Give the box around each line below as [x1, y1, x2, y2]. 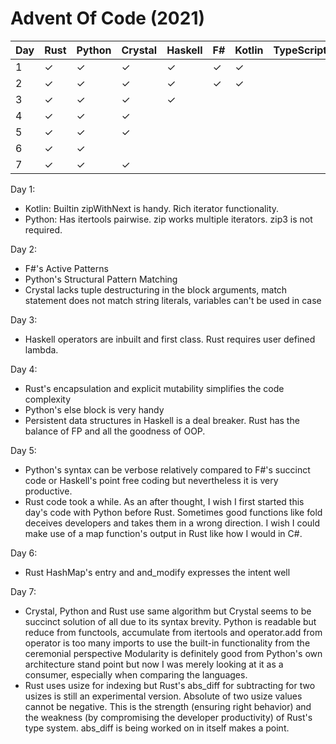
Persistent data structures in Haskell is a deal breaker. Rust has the [24, 414, 300, 426]
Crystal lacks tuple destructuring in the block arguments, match [24, 283, 288, 296]
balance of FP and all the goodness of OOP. [24, 425, 206, 437]
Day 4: [10, 363, 38, 375]
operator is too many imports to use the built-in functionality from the [24, 637, 311, 649]
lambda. [24, 343, 59, 356]
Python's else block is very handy [24, 403, 165, 416]
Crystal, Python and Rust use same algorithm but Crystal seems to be [24, 605, 312, 617]
